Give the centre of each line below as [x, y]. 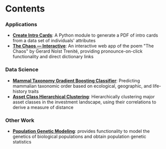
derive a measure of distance [43, 107]
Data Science [22, 70]
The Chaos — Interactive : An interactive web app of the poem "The [83, 46]
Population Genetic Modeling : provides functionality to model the [81, 131]
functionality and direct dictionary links [53, 57]
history [20, 91]
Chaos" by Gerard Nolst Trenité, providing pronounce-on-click [77, 51]
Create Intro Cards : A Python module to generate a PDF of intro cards [85, 35]
